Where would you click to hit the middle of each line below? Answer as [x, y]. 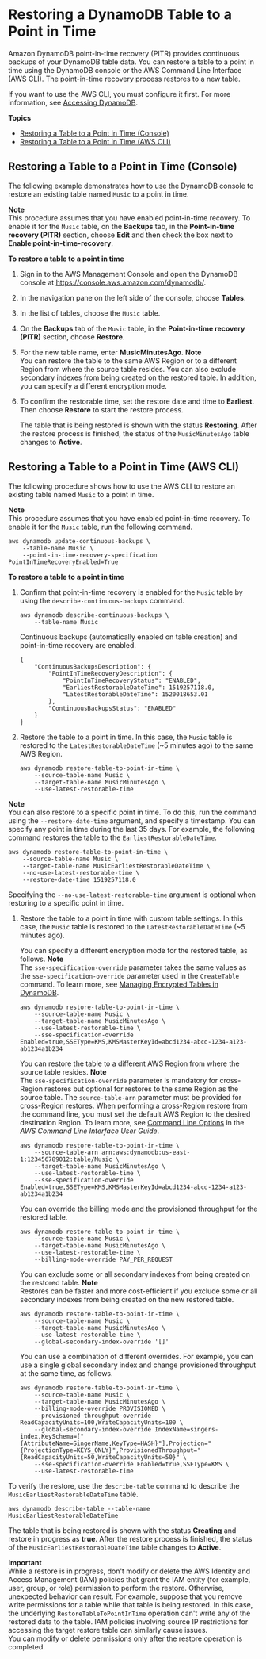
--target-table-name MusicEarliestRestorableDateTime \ [117, 866]
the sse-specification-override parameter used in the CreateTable [129, 975]
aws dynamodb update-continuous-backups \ [79, 541]
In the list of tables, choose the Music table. [90, 313]
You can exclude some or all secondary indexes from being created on [135, 1274]
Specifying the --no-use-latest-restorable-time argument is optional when [132, 895]
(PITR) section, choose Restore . [72, 337]
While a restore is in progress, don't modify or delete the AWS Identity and [129, 1571]
